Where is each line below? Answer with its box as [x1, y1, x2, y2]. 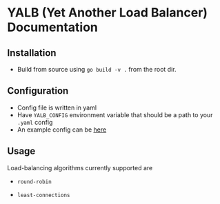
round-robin [17, 178, 52, 185]
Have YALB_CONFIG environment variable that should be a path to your [17, 110, 213, 119]
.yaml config [17, 118, 53, 126]
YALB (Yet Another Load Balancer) [7, 5, 208, 21]
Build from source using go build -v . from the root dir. [17, 65, 177, 73]
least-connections [17, 192, 70, 198]
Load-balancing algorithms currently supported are [7, 163, 153, 172]
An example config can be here [17, 125, 107, 134]
